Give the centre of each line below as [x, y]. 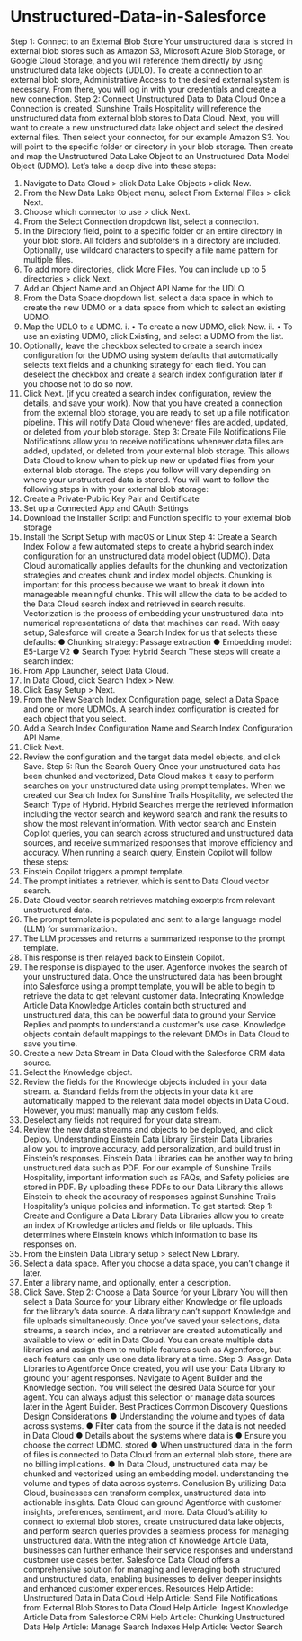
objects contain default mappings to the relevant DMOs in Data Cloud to [156, 1034]
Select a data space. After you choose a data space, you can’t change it [156, 1263]
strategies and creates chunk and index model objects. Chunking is [148, 575]
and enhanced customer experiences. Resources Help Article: [138, 1588]
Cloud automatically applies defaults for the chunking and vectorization [155, 565]
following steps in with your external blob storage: [116, 489]
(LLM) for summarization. [70, 928]
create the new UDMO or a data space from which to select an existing [154, 307]
